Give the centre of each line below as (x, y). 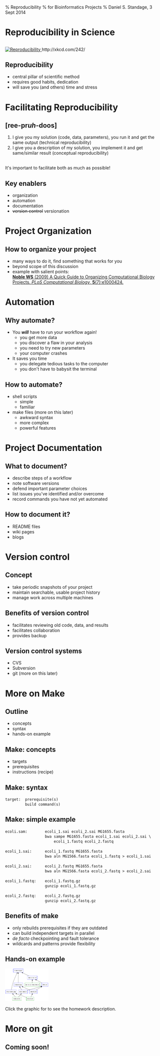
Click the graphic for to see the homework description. (60, 1009)
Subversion (24, 668)
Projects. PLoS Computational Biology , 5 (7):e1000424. (68, 282)
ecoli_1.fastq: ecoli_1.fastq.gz (43, 881)
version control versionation (41, 211)
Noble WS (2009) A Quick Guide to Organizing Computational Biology (83, 277)
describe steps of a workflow (42, 478)
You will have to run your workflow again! (55, 332)
